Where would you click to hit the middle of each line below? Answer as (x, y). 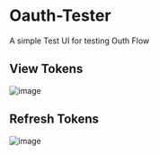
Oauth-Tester (60, 16)
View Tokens (46, 69)
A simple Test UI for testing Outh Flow (79, 41)
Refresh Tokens (54, 119)
